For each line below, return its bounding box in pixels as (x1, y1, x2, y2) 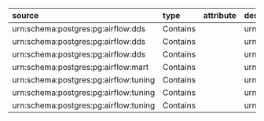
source (12, 10, 39, 20)
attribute (203, 10, 237, 20)
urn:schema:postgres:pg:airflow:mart (12, 62, 149, 72)
